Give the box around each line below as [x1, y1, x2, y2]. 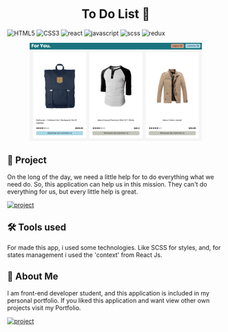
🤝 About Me [7, 271, 59, 282]
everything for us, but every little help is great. [7, 187, 138, 196]
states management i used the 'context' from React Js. [7, 251, 163, 259]
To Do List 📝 [81, 6, 150, 22]
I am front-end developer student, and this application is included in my [7, 289, 210, 297]
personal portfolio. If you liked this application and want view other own [7, 296, 210, 304]
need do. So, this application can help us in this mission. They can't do [7, 180, 208, 188]
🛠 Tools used [7, 222, 67, 234]
